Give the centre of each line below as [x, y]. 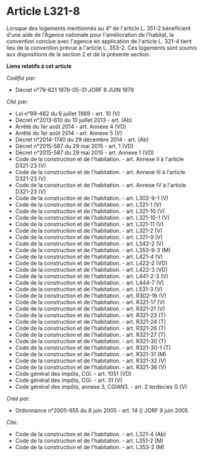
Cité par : [17, 102]
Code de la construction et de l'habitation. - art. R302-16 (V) [91, 296]
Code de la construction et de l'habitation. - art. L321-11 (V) [89, 224]
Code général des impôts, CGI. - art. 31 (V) [69, 380]
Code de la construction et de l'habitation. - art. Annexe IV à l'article [101, 185]
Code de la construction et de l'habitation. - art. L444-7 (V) [90, 282]
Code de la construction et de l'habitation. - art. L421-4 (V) [89, 256]
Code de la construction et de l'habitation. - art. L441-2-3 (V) [92, 276]
